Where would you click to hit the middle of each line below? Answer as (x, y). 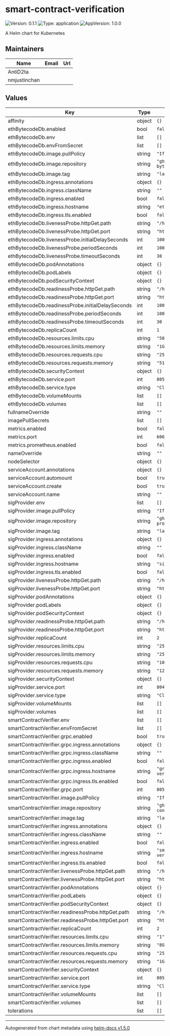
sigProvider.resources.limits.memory (51, 654)
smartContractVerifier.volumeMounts (52, 994)
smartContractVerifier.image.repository (54, 807)
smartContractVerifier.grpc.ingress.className (63, 753)
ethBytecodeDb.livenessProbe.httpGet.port (59, 231)
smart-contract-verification (65, 9)
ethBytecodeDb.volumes (37, 404)
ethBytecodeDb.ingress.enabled (46, 198)
